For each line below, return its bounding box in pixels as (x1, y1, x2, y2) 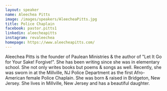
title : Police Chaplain (5, 21, 55, 26)
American (5, 74, 25, 80)
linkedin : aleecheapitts (5, 30, 57, 35)
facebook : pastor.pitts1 (5, 26, 57, 31)
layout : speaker (5, 7, 39, 12)
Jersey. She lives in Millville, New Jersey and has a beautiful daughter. (5, 80, 150, 86)
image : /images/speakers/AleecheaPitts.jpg (5, 16, 97, 21)
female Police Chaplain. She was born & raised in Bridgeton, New (26, 74, 160, 80)
